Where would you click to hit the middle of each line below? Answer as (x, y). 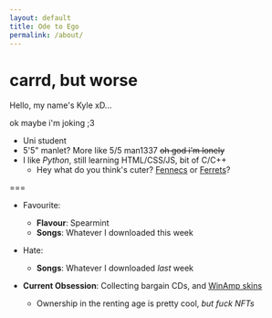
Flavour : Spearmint (73, 223)
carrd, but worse (74, 80)
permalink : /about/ (47, 35)
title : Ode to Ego (44, 26)
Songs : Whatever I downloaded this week (115, 233)
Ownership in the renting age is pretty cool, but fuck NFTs (145, 303)
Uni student (44, 141)
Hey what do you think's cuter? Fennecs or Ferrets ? (133, 170)
